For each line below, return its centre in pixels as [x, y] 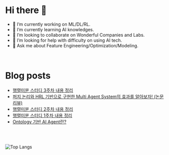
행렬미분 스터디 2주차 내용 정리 [43, 109]
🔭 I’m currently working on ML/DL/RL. [51, 24]
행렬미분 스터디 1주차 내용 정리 [42, 115]
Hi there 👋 [26, 10]
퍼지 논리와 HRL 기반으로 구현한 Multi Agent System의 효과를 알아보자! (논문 [88, 96]
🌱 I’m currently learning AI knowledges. [53, 29]
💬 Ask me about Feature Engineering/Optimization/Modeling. [75, 45]
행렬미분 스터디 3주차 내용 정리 [43, 90]
